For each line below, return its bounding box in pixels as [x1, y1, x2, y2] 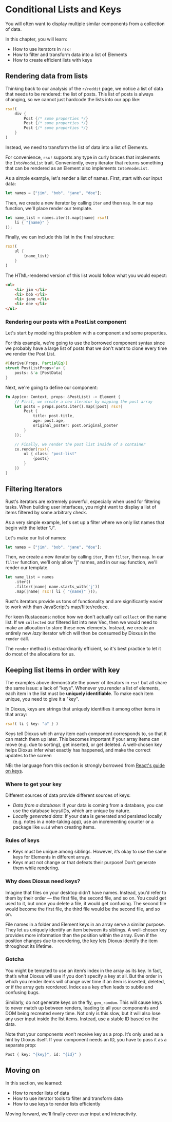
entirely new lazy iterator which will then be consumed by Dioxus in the [5, 630, 156, 636]
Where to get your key [5, 780, 62, 788]
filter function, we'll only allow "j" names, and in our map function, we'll [5, 559, 158, 566]
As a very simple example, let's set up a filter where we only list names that [5, 519, 165, 525]
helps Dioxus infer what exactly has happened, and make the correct [5, 746, 151, 753]
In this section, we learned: [5, 1080, 63, 1086]
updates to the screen [5, 752, 52, 758]
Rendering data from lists [5, 72, 88, 81]
